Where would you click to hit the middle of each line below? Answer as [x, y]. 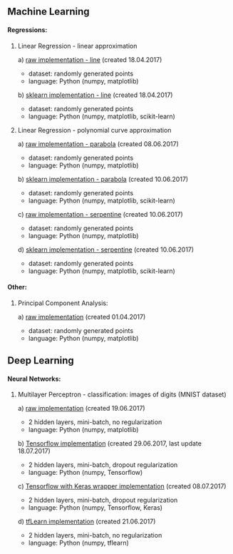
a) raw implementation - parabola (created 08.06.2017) [98, 144]
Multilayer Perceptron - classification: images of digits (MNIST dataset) [122, 394]
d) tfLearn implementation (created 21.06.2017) [87, 522]
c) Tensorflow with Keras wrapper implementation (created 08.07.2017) [122, 486]
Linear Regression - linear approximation [77, 46]
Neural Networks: [34, 379]
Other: [17, 287]
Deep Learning [41, 360]
